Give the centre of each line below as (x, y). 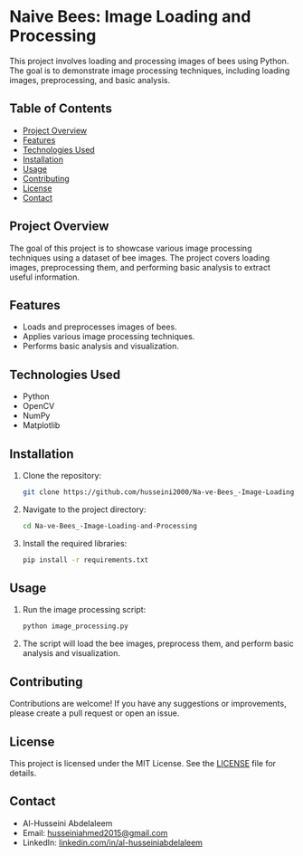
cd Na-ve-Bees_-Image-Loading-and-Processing (109, 526)
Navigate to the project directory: (84, 509)
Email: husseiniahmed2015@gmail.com (95, 832)
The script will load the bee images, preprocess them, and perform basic (158, 643)
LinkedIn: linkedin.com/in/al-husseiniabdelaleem (113, 842)
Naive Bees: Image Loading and (130, 17)
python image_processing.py (75, 626)
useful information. (44, 277)
